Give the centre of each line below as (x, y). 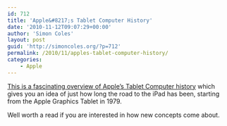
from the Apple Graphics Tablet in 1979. (65, 101)
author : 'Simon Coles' (41, 33)
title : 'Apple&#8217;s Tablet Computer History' (80, 20)
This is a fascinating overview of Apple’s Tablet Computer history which (111, 86)
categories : (25, 60)
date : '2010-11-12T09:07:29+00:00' (60, 27)
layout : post (26, 40)
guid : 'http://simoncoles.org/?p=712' (64, 46)
